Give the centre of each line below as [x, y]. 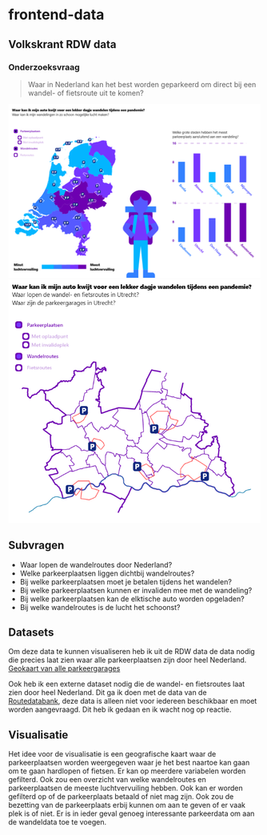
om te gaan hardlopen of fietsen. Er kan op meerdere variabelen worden [127, 771]
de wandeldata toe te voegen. [57, 822]
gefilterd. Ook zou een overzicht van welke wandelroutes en [107, 780]
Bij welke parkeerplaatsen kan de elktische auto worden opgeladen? [132, 599]
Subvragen [36, 546]
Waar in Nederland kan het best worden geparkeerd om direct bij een [142, 84]
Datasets [31, 632]
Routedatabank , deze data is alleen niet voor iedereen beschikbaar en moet [133, 701]
